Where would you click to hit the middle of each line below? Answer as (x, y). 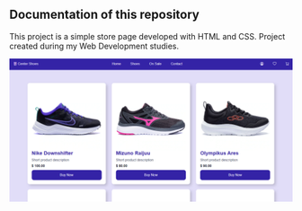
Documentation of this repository (104, 15)
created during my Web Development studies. (94, 46)
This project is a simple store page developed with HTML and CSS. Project (147, 36)
